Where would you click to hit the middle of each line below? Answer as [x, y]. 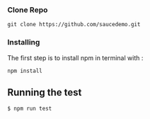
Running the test [45, 92]
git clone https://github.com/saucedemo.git [74, 25]
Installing [24, 42]
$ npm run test [30, 109]
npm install [25, 71]
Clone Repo [28, 10]
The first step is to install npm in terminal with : [75, 57]
